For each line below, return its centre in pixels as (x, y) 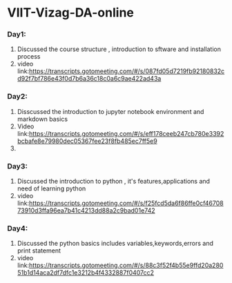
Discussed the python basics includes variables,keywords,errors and (115, 244)
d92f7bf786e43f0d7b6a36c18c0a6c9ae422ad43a (89, 79)
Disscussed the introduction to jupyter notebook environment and (110, 111)
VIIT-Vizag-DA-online (71, 13)
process (29, 57)
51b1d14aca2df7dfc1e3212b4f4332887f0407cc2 (85, 273)
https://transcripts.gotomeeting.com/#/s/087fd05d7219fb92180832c (127, 71)
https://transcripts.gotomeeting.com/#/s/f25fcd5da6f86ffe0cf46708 (126, 203)
